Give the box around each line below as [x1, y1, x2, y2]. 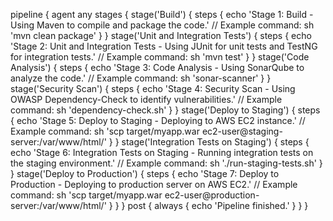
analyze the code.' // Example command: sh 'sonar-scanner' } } [10, 72, 272, 84]
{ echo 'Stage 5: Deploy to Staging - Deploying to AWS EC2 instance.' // [10, 115, 306, 126]
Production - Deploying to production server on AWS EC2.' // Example [10, 179, 298, 190]
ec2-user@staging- [201, 125, 283, 137]
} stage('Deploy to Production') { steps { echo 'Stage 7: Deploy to [10, 168, 280, 179]
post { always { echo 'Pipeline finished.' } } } [127, 200, 309, 211]
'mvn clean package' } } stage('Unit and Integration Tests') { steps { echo [10, 30, 312, 41]
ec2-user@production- [164, 189, 260, 201]
